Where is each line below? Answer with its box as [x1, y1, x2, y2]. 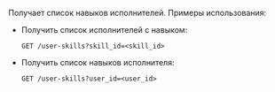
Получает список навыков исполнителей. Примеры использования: [8, 8, 267, 18]
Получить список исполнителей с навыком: [20, 25, 188, 34]
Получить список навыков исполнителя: [20, 57, 175, 67]
